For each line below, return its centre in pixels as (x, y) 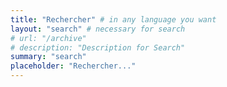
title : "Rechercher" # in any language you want (113, 19)
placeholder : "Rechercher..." (73, 66)
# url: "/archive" (48, 38)
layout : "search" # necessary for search (98, 29)
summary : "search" (48, 57)
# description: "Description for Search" (98, 47)
